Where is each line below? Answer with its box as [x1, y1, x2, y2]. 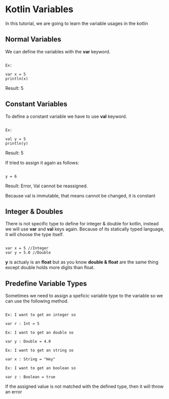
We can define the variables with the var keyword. [5, 48, 111, 54]
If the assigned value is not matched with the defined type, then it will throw [5, 383, 164, 389]
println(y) [5, 141, 28, 146]
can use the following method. [5, 298, 69, 304]
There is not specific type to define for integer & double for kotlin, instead [5, 221, 159, 227]
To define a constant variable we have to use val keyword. [5, 113, 127, 119]
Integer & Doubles [5, 207, 63, 216]
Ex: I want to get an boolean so [5, 365, 76, 371]
